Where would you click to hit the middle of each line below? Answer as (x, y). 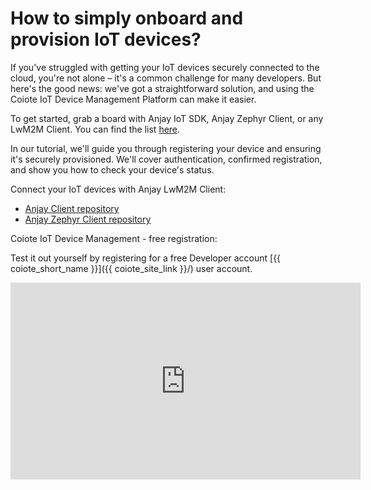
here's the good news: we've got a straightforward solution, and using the (162, 88)
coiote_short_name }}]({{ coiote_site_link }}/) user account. (131, 268)
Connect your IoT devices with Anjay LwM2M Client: (118, 189)
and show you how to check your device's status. (112, 169)
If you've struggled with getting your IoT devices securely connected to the (165, 67)
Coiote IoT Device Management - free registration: (114, 238)
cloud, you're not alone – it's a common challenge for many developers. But (166, 78)
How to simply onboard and (127, 18)
